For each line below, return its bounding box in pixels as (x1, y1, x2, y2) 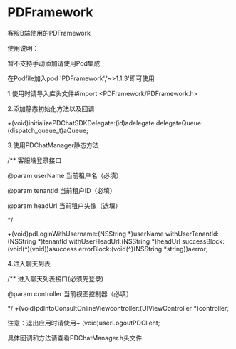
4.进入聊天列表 (7, 259, 51, 268)
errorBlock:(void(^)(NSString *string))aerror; (78, 244, 208, 253)
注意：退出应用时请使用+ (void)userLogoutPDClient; (7, 318, 160, 327)
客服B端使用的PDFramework (7, 28, 91, 37)
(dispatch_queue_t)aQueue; (7, 126, 89, 135)
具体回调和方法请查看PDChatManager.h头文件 (7, 333, 143, 342)
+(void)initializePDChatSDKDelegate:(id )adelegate (7, 118, 155, 127)
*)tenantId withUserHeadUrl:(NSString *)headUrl (37, 236, 180, 246)
